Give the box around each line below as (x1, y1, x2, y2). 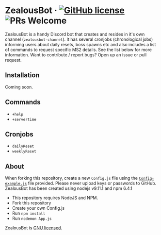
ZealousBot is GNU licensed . (5, 225, 62, 231)
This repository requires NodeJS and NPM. (12, 195, 98, 201)
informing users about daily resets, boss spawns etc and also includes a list (5, 41, 156, 47)
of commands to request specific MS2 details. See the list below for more (5, 47, 152, 52)
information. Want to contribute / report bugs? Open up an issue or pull (5, 51, 147, 58)
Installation (5, 71, 40, 80)
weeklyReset (12, 149, 36, 154)
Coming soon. (5, 84, 33, 90)
